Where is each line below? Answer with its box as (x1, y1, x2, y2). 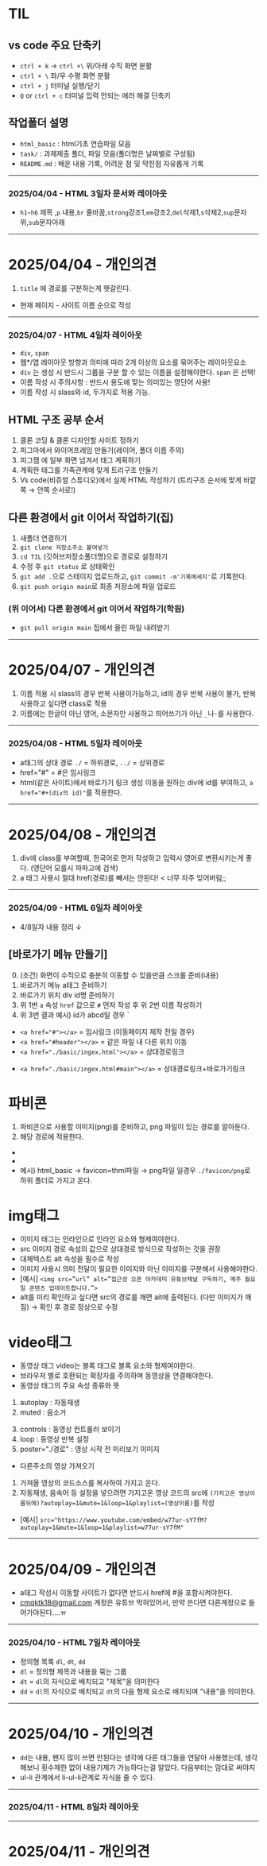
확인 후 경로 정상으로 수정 (39, 1303, 118, 1312)
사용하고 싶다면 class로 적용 (19, 699, 107, 708)
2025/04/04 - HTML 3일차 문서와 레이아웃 (8, 188, 168, 199)
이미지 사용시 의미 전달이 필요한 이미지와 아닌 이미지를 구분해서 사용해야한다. (19, 1264, 258, 1274)
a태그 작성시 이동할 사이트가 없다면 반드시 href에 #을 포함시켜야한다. (19, 1588, 233, 1597)
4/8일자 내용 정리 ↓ (19, 922, 82, 931)
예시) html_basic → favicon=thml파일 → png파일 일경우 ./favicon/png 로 (19, 1166, 251, 1175)
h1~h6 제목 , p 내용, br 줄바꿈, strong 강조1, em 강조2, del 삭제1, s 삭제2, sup (19, 207, 234, 217)
